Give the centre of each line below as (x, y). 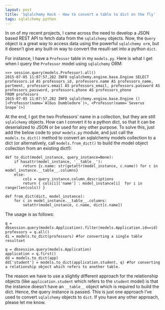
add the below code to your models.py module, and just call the (69, 132)
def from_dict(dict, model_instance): (45, 196)
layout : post (19, 10)
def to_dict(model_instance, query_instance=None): (59, 157)
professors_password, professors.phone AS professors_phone (68, 90)
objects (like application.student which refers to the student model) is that (82, 281)
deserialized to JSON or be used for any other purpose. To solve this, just (80, 127)
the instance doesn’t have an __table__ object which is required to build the (82, 287)
